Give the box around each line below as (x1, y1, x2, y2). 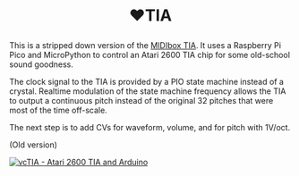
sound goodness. (9, 59, 74, 70)
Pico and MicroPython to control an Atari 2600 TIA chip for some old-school (9, 50, 291, 61)
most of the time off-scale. (9, 105, 107, 116)
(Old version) (9, 139, 58, 150)
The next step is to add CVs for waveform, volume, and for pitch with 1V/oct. (9, 122, 291, 133)
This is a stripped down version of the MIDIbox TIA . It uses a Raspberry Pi (9, 40, 282, 51)
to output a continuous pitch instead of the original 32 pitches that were (9, 96, 274, 106)
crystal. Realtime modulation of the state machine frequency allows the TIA (9, 86, 286, 96)
